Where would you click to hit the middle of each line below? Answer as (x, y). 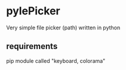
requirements (32, 46)
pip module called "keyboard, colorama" (56, 60)
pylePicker (33, 11)
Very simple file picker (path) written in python (63, 28)
